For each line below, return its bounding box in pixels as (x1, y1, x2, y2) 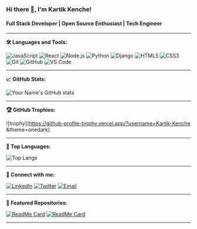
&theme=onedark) (6, 126, 50, 134)
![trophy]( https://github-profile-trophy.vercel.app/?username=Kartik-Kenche (6, 120, 191, 127)
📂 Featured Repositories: (6, 199, 68, 207)
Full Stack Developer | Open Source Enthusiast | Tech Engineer (6, 20, 162, 27)
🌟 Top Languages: (6, 143, 51, 150)
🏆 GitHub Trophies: (6, 107, 56, 114)
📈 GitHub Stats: (6, 76, 46, 83)
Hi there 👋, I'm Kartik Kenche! (6, 5, 92, 13)
